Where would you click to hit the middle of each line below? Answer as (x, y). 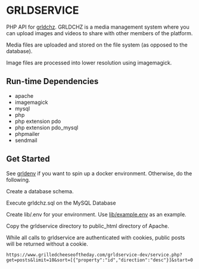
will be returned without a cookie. (47, 244)
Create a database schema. (40, 191)
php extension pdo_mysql (46, 127)
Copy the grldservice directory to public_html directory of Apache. (88, 226)
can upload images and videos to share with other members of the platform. (99, 33)
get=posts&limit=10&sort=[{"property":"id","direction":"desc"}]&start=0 (100, 260)
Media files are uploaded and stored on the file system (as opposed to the (97, 45)
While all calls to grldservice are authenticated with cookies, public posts (96, 237)
